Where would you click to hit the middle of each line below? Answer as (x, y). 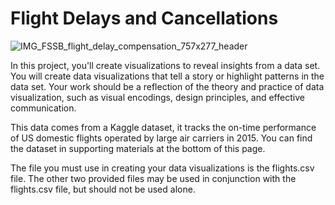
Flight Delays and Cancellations (144, 18)
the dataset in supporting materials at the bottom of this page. (138, 148)
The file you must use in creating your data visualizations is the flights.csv (162, 168)
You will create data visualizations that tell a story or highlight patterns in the (167, 76)
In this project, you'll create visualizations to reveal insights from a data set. (165, 65)
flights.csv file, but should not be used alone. (103, 189)
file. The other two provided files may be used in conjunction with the (153, 178)
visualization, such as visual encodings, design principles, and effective (157, 97)
